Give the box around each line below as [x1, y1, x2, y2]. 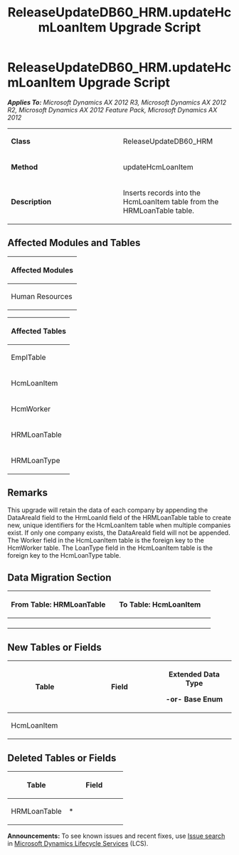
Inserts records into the [123, 188, 201, 198]
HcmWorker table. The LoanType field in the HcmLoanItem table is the [7, 543, 213, 552]
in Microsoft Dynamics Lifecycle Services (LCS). [7, 839, 149, 847]
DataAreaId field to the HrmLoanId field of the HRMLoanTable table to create [7, 513, 231, 521]
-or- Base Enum [165, 694, 223, 704]
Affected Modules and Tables [7, 237, 141, 249]
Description [11, 196, 52, 206]
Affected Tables [11, 326, 66, 336]
